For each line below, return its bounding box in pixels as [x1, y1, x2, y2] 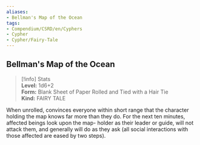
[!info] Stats [21, 75, 51, 82]
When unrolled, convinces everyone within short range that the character [6, 106, 189, 114]
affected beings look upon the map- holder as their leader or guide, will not [6, 119, 194, 126]
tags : [6, 20, 20, 26]
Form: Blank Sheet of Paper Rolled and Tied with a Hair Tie [21, 88, 168, 95]
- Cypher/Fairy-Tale [6, 37, 59, 43]
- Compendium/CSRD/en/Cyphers [6, 25, 83, 32]
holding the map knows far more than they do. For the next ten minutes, [6, 112, 185, 120]
